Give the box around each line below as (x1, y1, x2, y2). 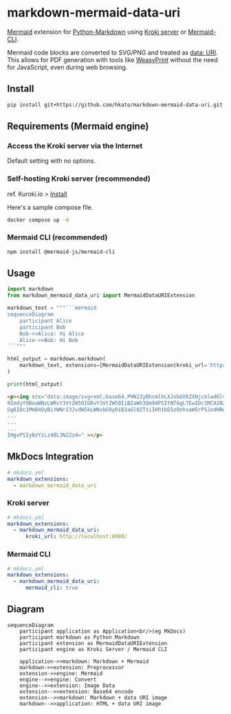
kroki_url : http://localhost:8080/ (25, 533, 128, 540)
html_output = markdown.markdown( (7, 355, 107, 363)
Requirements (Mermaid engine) (7, 121, 149, 132)
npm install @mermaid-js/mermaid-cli (7, 248, 115, 255)
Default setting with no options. (7, 157, 96, 165)
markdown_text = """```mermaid (7, 305, 97, 312)
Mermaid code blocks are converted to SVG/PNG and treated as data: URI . (7, 48, 218, 57)
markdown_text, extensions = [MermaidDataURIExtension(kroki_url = (19, 362, 208, 369)
